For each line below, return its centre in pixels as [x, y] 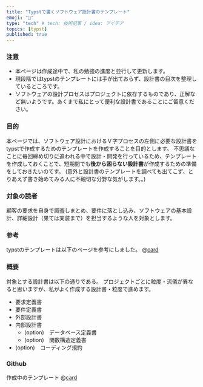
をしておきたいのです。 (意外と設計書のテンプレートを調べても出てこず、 [97, 171]
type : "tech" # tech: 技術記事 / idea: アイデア [65, 23]
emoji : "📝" [20, 18]
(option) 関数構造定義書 [55, 340]
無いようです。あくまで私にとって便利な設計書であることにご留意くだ [108, 101]
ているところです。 [39, 86]
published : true [27, 35]
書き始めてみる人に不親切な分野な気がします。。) [86, 179]
